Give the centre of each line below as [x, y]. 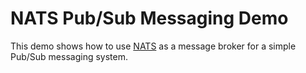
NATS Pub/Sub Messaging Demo [149, 18]
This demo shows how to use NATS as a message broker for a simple [153, 46]
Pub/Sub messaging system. [69, 56]
